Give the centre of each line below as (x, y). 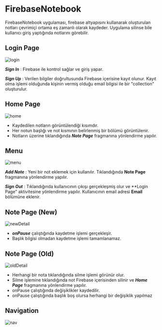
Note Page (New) (31, 212)
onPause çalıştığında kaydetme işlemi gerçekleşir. (62, 233)
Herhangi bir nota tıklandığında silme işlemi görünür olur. (68, 275)
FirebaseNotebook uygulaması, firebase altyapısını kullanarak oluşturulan (78, 22)
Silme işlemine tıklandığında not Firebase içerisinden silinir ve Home (80, 280)
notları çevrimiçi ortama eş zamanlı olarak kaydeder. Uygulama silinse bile (79, 27)
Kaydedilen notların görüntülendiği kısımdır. (55, 125)
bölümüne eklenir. (23, 197)
